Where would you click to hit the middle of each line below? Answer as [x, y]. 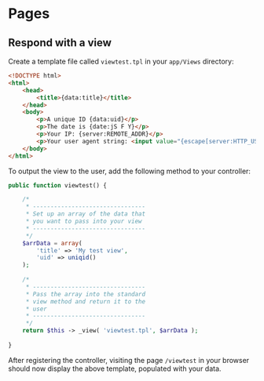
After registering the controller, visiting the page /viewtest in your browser [129, 360]
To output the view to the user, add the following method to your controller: [130, 171]
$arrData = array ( [52, 243]
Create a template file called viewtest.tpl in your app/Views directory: [121, 61]
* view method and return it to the [86, 301]
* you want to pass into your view [84, 221]
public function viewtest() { [58, 185]
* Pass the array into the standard [86, 294]
